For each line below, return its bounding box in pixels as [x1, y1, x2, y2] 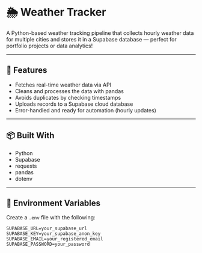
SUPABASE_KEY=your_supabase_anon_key [6, 231, 101, 237]
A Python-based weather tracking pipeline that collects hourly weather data [6, 29, 194, 37]
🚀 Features [6, 65, 47, 76]
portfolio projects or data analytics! [6, 42, 93, 49]
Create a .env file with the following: [6, 214, 96, 221]
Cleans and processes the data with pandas [14, 87, 124, 94]
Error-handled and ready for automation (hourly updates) [14, 106, 156, 114]
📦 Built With [6, 130, 55, 141]
